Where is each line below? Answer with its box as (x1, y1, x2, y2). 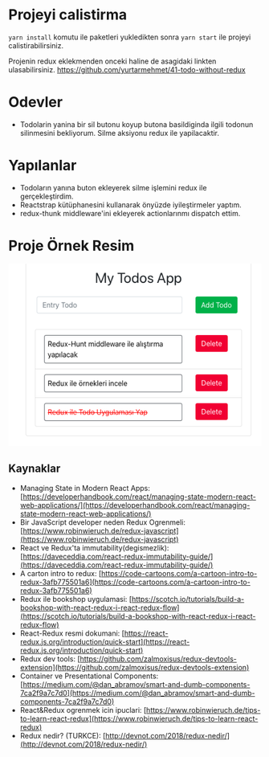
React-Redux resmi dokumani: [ (19, 628, 124, 638)
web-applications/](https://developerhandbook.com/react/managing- (19, 500, 251, 509)
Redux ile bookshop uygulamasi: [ (19, 594, 132, 604)
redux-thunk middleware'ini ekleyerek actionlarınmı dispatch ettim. (19, 208, 241, 218)
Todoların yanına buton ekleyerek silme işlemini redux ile (19, 182, 207, 192)
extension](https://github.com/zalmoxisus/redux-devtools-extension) (19, 662, 250, 672)
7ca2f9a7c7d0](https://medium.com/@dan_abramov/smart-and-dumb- (19, 688, 255, 698)
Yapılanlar (8, 157, 77, 174)
